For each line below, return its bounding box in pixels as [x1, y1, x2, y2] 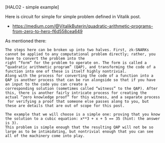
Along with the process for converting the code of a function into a [5, 73, 154, 78]
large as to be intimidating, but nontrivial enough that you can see [5, 129, 154, 134]
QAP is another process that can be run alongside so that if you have [5, 78, 156, 83]
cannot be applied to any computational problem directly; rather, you [5, 52, 156, 57]
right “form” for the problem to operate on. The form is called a [5, 60, 147, 65]
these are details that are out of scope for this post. [5, 103, 125, 108]
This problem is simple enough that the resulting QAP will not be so [5, 125, 154, 130]
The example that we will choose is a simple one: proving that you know [5, 112, 161, 117]
